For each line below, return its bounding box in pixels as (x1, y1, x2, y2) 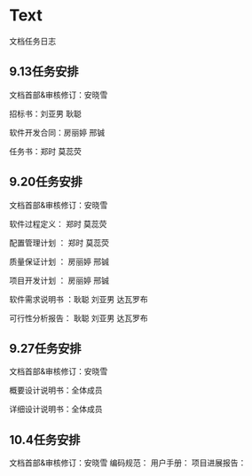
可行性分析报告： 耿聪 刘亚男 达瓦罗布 (9, 312, 148, 324)
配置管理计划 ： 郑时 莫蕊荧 (9, 237, 109, 248)
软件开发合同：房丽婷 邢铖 (9, 127, 105, 137)
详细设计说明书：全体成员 (9, 404, 103, 415)
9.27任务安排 (9, 340, 82, 355)
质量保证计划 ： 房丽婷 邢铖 (9, 256, 109, 267)
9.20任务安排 (9, 175, 83, 190)
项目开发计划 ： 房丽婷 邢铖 (9, 275, 109, 285)
